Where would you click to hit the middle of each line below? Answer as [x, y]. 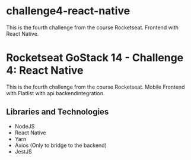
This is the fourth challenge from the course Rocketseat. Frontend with [93, 27]
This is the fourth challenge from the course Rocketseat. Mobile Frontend [95, 87]
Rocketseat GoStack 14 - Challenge [95, 58]
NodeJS [25, 126]
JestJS [23, 151]
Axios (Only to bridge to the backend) [61, 145]
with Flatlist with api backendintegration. [55, 93]
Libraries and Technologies [58, 112]
